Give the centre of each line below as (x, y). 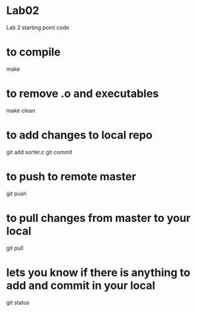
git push (17, 193)
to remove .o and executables (83, 94)
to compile (33, 52)
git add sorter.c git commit (40, 152)
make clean (21, 110)
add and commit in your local (81, 285)
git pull (15, 248)
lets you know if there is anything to (98, 272)
